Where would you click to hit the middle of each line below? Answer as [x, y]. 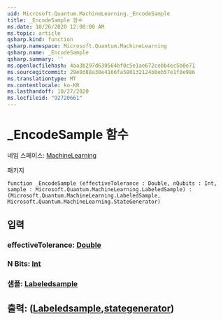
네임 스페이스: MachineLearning [52, 155]
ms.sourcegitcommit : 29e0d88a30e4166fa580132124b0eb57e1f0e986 [101, 72]
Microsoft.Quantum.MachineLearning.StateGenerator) [84, 202]
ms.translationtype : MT [42, 79]
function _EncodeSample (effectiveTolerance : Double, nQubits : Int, [112, 183]
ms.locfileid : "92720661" [45, 98]
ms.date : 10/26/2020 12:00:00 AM [56, 27]
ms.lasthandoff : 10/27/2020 [48, 91]
